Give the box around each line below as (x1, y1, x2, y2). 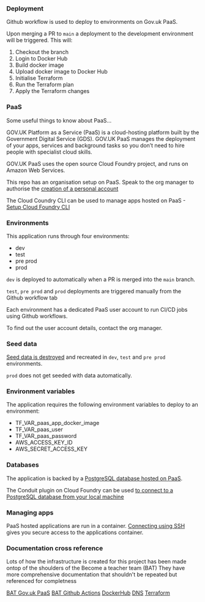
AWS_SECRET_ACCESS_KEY (15, 445, 88, 453)
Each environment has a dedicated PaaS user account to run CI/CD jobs (6, 306, 188, 313)
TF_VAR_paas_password (15, 432, 77, 440)
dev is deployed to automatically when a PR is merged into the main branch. (6, 276, 196, 283)
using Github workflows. (6, 312, 68, 320)
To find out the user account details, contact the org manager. (6, 324, 163, 331)
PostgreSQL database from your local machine (6, 493, 124, 500)
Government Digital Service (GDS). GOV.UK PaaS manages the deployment (6, 135, 196, 142)
